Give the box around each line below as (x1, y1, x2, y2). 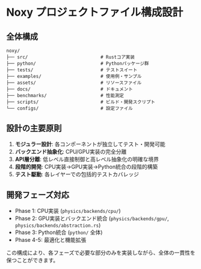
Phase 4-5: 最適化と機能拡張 (14, 236, 87, 243)
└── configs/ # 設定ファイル (6, 106, 134, 112)
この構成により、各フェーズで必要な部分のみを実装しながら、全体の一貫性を (6, 248, 196, 256)
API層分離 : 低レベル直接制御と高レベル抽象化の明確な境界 (14, 155, 159, 163)
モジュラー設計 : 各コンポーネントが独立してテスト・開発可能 (14, 140, 165, 148)
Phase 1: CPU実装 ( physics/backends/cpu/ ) (14, 207, 122, 214)
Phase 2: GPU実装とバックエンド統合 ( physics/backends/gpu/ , (14, 215, 170, 222)
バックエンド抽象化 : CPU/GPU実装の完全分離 (14, 148, 127, 155)
